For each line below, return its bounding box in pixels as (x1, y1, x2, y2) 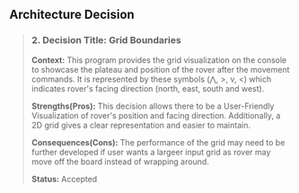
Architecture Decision (9, 7, 135, 22)
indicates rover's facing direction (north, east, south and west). (31, 83, 265, 93)
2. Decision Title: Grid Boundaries (31, 34, 181, 47)
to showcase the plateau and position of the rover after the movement (31, 64, 290, 75)
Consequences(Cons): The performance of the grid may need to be (31, 136, 286, 147)
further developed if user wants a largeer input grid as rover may (31, 146, 271, 157)
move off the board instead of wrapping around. (31, 156, 209, 167)
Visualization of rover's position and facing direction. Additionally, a (31, 110, 281, 120)
